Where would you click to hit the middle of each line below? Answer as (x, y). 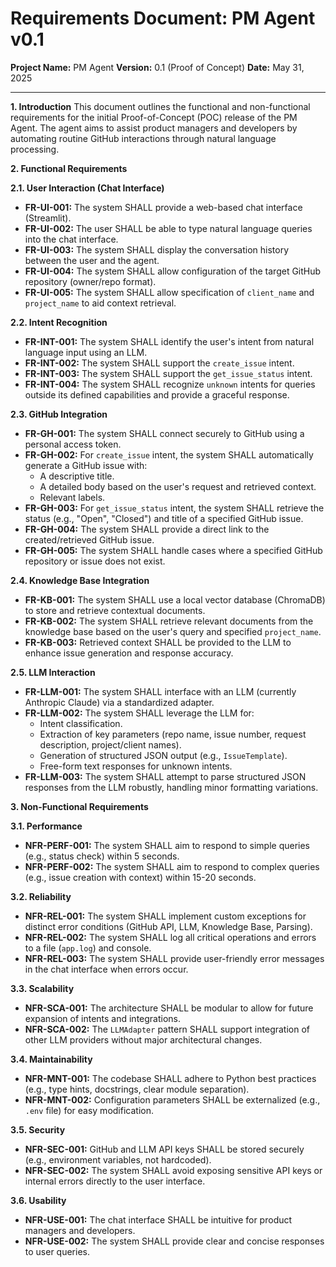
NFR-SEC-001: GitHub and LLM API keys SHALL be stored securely (164, 1149)
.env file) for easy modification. (89, 1110)
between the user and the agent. (92, 260)
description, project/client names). (110, 744)
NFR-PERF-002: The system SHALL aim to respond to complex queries (172, 866)
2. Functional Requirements (69, 168)
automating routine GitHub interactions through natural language (143, 138)
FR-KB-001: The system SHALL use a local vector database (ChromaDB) (175, 599)
